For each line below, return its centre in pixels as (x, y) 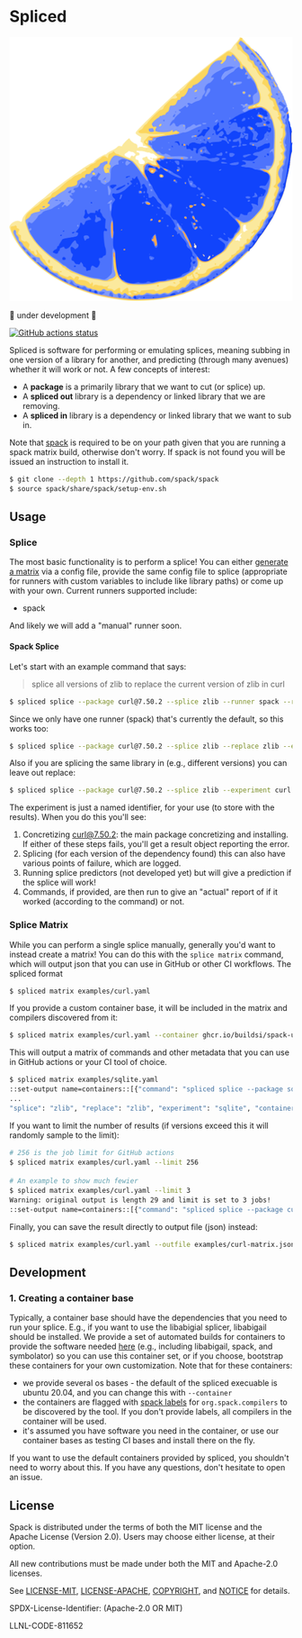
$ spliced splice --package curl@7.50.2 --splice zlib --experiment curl (151, 790)
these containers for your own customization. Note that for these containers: (151, 1366)
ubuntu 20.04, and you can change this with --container (127, 1393)
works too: (29, 728)
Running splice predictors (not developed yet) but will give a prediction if (157, 873)
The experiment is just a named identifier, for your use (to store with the (142, 807)
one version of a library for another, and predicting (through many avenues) (149, 359)
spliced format (36, 973)
